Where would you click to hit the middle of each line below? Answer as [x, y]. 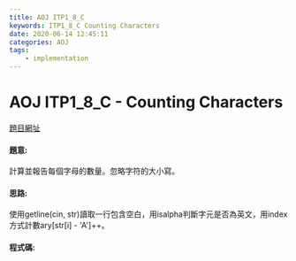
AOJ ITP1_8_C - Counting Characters [146, 102]
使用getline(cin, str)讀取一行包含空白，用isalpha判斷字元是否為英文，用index [148, 214]
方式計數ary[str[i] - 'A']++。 [59, 226]
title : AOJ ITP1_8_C [47, 17]
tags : [19, 50]
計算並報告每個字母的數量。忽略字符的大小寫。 [94, 171]
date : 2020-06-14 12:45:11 [59, 34]
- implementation [57, 58]
